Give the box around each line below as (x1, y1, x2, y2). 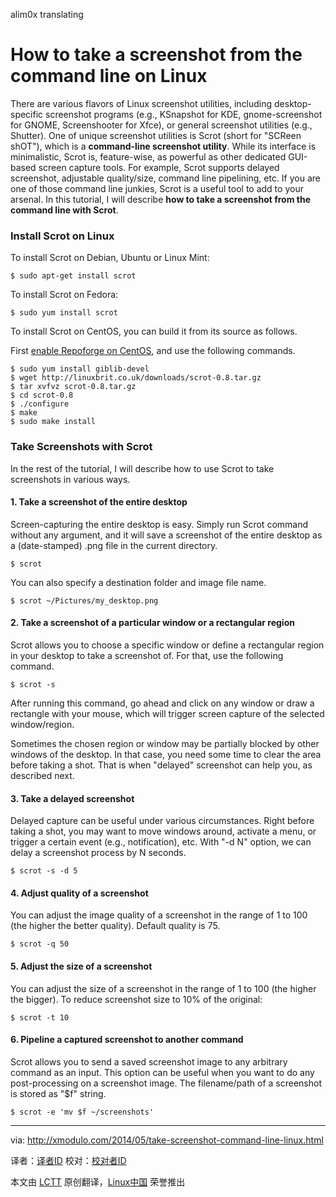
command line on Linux (10, 65, 208, 88)
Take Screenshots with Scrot (10, 440, 153, 454)
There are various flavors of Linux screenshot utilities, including (10, 97, 273, 109)
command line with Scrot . (10, 204, 119, 216)
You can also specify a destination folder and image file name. (10, 576, 267, 588)
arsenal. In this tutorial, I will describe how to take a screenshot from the (10, 193, 311, 205)
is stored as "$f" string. (10, 1087, 107, 1099)
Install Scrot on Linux (10, 229, 115, 243)
